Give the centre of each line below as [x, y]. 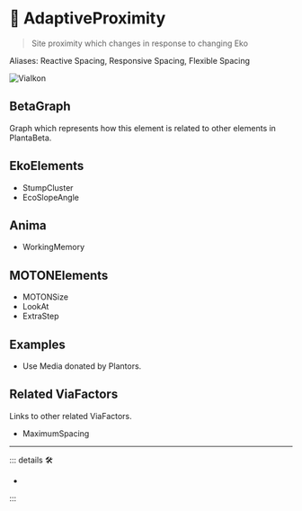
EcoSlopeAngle [50, 197]
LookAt [36, 307]
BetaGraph [40, 107]
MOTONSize [45, 297]
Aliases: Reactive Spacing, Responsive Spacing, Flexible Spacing [129, 60]
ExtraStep [40, 316]
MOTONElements [59, 275]
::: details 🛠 [31, 460]
